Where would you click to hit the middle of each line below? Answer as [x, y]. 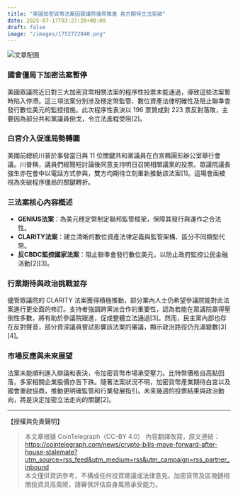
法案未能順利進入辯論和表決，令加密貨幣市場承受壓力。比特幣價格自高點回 [116, 373]
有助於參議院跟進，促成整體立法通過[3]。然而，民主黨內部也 [132, 318]
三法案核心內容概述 [40, 202]
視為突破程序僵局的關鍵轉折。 [51, 182]
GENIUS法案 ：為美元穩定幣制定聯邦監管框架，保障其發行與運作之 [113, 219]
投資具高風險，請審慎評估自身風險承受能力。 [96, 484]
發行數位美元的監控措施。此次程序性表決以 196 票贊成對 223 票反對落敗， [115, 109]
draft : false [27, 27]
